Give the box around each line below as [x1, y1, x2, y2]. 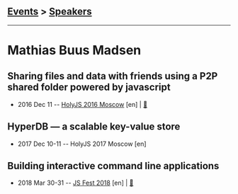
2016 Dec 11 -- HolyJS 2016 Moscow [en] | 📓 [17, 100, 147, 108]
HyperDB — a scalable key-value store [7, 120, 181, 133]
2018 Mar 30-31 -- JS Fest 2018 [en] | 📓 [17, 178, 134, 187]
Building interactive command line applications [7, 160, 220, 172]
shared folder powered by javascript [7, 81, 171, 93]
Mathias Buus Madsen [7, 42, 142, 58]
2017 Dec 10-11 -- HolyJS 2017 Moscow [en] [17, 139, 147, 148]
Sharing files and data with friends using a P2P [7, 70, 218, 82]
